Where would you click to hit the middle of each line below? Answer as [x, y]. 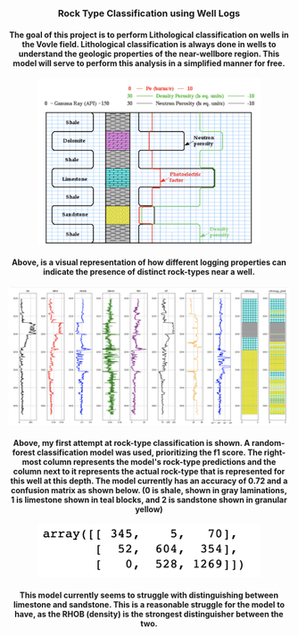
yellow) [149, 509]
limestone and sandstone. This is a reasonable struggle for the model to [149, 604]
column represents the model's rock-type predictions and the [160, 461]
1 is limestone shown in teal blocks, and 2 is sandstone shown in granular [149, 500]
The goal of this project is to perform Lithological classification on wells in [149, 35]
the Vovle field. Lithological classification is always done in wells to [149, 44]
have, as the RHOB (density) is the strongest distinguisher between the [149, 614]
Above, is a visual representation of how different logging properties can [149, 262]
